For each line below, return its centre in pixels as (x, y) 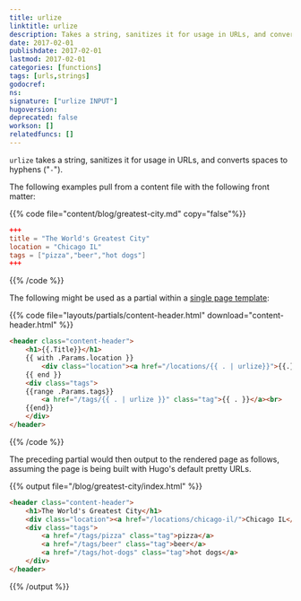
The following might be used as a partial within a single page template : (140, 298)
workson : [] (31, 126)
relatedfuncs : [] (42, 135)
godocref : (28, 84)
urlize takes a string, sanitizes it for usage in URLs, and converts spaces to (149, 160)
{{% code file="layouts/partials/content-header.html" (107, 316)
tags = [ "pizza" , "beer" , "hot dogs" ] (77, 255)
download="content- (246, 316)
